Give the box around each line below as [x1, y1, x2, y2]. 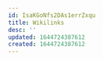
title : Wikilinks [8, 19, 65, 26]
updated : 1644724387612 [8, 33, 86, 41]
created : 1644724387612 [8, 41, 86, 48]
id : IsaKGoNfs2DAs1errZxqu [8, 11, 96, 19]
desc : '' [8, 26, 37, 34]
